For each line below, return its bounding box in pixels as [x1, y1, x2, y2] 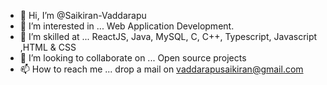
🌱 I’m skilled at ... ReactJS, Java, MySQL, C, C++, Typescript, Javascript [19, 31, 318, 42]
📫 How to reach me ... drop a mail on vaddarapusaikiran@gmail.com [19, 63, 304, 75]
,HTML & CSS [19, 41, 77, 53]
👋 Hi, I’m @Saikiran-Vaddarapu [19, 10, 147, 21]
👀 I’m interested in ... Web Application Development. [19, 20, 235, 32]
